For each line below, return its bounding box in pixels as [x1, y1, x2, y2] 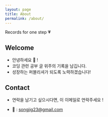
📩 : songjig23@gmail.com [12, 107, 63, 112]
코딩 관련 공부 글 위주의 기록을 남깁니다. [12, 63, 87, 69]
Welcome [5, 44, 34, 52]
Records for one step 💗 [5, 29, 51, 35]
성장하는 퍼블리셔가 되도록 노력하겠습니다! [12, 69, 91, 75]
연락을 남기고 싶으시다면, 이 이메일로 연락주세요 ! [12, 97, 104, 102]
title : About [5, 12, 31, 16]
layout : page [5, 7, 31, 12]
